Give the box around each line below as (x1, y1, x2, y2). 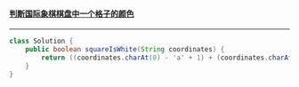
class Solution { (9, 36, 74, 46)
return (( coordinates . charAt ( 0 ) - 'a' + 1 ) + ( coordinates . (41, 53, 269, 62)
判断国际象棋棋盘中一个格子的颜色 (9, 8, 134, 19)
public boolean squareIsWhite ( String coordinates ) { (25, 45, 225, 54)
